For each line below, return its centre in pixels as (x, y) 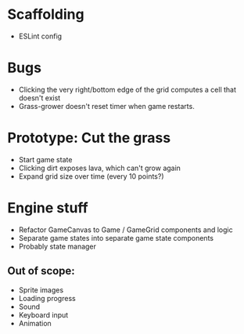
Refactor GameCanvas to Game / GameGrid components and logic (126, 230)
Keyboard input (43, 314)
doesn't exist (39, 98)
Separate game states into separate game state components (116, 238)
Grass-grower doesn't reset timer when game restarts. (106, 106)
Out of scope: (41, 271)
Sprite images (41, 290)
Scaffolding (46, 15)
